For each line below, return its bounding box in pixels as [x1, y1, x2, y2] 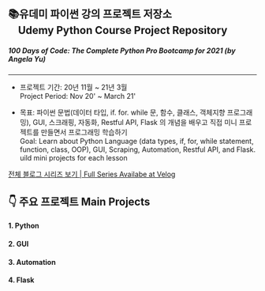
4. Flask [8, 275, 35, 285]
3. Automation [8, 257, 57, 266]
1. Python [8, 221, 39, 231]
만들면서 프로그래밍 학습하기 [40, 127, 128, 137]
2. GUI [8, 239, 29, 248]
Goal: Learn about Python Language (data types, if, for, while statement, [19, 137, 254, 146]
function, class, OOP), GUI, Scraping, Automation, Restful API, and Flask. [19, 145, 256, 154]
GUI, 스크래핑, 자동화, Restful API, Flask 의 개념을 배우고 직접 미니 [32, 118, 238, 127]
